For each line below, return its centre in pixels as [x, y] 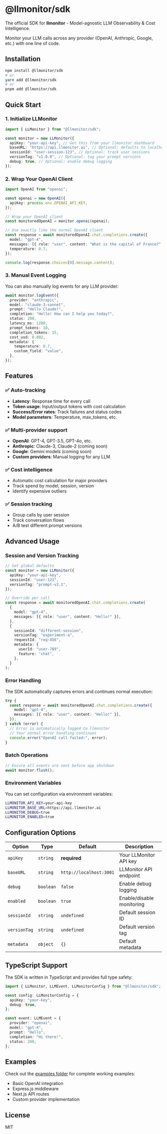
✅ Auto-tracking [25, 390]
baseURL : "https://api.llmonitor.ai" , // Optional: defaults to [78, 148]
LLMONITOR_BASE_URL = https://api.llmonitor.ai [53, 808]
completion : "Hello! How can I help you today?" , [62, 314]
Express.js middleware [35, 1089]
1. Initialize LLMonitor [31, 119]
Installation [23, 59]
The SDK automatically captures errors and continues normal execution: [79, 691]
